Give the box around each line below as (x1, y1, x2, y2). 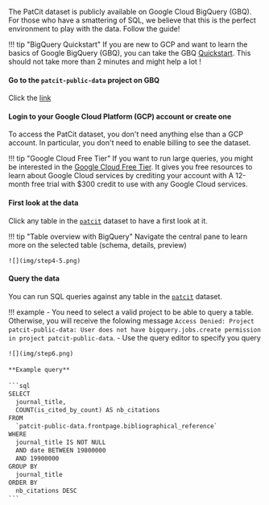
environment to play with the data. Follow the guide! (8, 24, 180, 33)
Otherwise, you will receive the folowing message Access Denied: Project (8, 315, 255, 325)
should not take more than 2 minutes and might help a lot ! (8, 56, 201, 66)
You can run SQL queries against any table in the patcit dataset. (8, 291, 223, 301)
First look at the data (8, 198, 79, 207)
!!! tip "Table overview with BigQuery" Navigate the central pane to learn (8, 232, 248, 241)
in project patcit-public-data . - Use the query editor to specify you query (8, 332, 262, 342)
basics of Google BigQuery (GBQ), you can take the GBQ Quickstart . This (8, 48, 251, 57)
